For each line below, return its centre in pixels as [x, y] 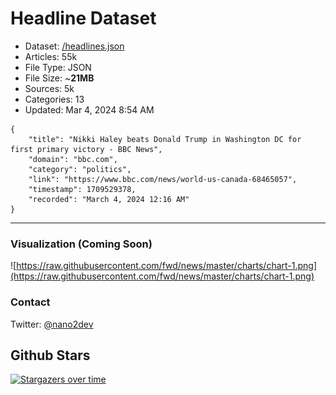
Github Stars [50, 355]
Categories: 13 [54, 99]
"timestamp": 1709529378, [82, 189]
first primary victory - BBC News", [86, 149]
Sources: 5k [49, 88]
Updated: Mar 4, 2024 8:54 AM [89, 109]
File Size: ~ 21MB [59, 78]
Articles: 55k [51, 56]
